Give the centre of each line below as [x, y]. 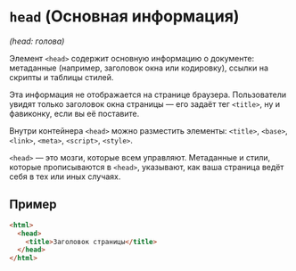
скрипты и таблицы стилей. [62, 77]
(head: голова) [37, 41]
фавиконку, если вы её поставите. [74, 113]
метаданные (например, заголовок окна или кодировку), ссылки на [139, 68]
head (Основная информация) [124, 16]
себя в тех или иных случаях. [65, 177]
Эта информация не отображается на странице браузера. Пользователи [148, 94]
